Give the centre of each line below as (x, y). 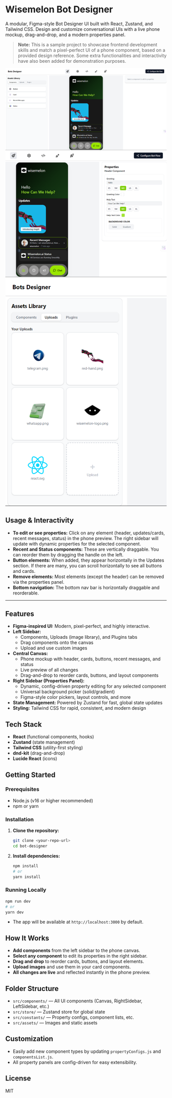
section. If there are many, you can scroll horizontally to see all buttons (87, 565)
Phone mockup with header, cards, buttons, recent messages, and (90, 659)
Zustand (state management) (44, 742)
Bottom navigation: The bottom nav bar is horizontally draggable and (86, 587)
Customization (29, 1039)
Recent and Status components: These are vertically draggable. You (86, 549)
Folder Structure (32, 988)
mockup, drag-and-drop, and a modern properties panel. (66, 34)
